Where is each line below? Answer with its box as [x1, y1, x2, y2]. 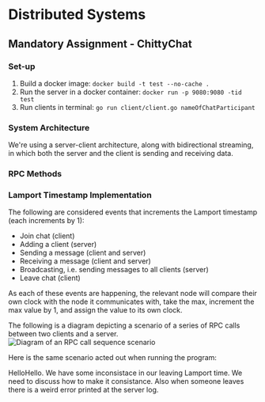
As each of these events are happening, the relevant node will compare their [8, 289, 257, 298]
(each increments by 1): [8, 216, 85, 226]
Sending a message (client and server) [19, 248, 146, 258]
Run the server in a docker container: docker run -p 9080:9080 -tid [19, 87, 243, 97]
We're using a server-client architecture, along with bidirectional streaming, [8, 140, 254, 150]
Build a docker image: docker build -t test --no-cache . [19, 78, 210, 88]
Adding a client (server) [19, 240, 97, 249]
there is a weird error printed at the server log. [8, 385, 159, 395]
